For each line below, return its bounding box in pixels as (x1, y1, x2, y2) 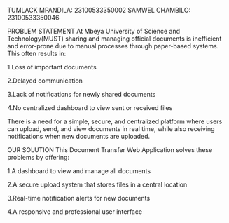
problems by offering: (7, 154, 70, 161)
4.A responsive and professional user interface (7, 208, 142, 216)
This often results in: (7, 49, 67, 58)
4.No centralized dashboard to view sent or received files (7, 104, 173, 111)
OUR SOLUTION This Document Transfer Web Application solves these (7, 146, 213, 154)
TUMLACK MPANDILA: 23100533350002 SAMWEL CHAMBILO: (7, 6, 191, 14)
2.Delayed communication (7, 76, 83, 85)
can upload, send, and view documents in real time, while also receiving (7, 125, 215, 133)
